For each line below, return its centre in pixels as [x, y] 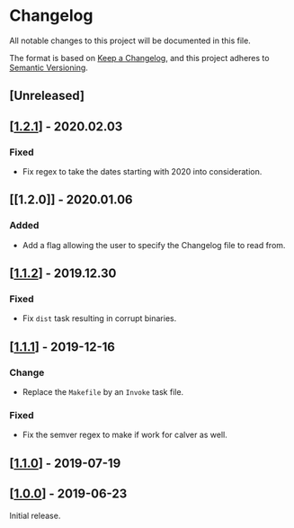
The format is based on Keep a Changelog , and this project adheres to [139, 58]
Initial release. [35, 515]
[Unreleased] [47, 96]
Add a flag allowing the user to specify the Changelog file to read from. [154, 245]
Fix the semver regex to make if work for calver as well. [125, 435]
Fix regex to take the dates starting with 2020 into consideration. [142, 172]
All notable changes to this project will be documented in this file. [130, 40]
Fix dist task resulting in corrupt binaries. [99, 318]
